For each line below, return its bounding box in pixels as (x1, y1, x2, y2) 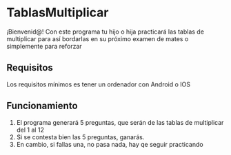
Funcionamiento (6, 100, 78, 112)
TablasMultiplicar (6, 5, 109, 21)
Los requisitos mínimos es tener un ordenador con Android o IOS (6, 80, 191, 88)
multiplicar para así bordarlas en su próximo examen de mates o (6, 34, 189, 43)
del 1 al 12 (16, 126, 44, 134)
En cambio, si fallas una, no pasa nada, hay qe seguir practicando (16, 140, 204, 148)
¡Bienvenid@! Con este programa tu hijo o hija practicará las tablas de (6, 27, 205, 36)
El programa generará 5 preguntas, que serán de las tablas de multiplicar (16, 118, 224, 126)
